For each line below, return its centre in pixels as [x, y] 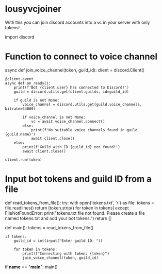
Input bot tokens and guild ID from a [78, 179]
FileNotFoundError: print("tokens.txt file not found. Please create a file [75, 213]
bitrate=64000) [20, 109]
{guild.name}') [20, 134]
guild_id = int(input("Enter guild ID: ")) [58, 241]
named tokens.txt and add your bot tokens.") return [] [58, 218]
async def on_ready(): [28, 83]
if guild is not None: [37, 100]
